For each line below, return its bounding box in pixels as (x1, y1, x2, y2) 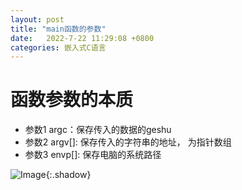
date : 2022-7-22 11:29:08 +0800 (10, 33, 155, 43)
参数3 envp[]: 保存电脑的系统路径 (24, 149, 162, 161)
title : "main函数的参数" (10, 24, 107, 34)
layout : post (10, 14, 65, 25)
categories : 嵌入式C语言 (10, 42, 107, 53)
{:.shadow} (45, 169, 92, 181)
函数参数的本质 (10, 89, 134, 111)
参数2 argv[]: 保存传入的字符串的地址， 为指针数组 (24, 136, 232, 148)
